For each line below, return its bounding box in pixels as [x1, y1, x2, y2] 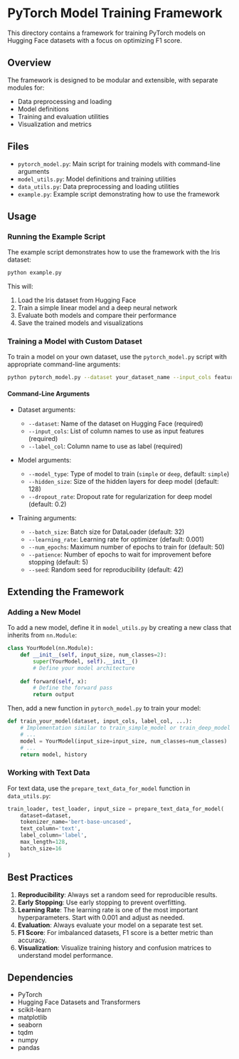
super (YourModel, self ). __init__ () [33, 658, 139, 665]
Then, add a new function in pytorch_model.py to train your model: [7, 704, 201, 713]
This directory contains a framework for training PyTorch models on [7, 29, 206, 37]
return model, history [20, 750, 87, 758]
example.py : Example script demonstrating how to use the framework [17, 190, 220, 198]
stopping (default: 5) [28, 557, 89, 566]
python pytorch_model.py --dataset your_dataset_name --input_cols [7, 374, 212, 381]
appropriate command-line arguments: [7, 360, 121, 368]
